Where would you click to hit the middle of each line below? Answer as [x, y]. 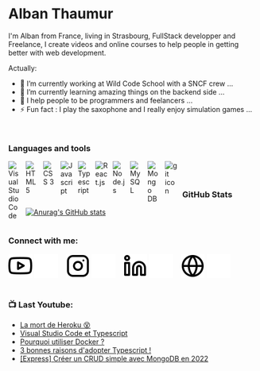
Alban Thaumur [61, 14]
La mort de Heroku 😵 [55, 325]
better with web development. [57, 52]
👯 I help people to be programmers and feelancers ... [106, 100]
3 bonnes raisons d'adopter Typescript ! [85, 350]
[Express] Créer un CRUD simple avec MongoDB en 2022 [114, 359]
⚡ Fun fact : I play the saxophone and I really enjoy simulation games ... [136, 109]
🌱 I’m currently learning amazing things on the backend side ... [122, 91]
